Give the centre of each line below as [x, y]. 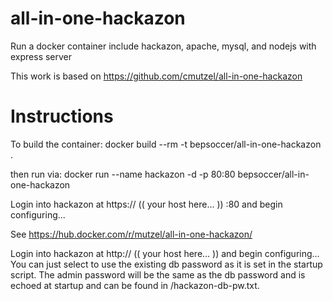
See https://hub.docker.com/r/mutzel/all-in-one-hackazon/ [131, 234]
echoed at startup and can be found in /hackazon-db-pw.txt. [135, 285]
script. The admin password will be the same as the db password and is [158, 274]
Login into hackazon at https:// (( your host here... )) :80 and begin [146, 204]
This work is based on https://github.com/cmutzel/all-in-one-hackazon [156, 76]
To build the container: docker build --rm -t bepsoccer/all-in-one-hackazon [166, 144]
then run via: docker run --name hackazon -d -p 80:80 [123, 174]
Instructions [62, 116]
